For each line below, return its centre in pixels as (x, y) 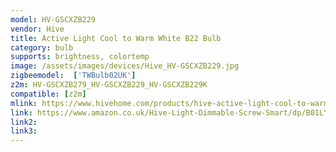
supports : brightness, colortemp (80, 57)
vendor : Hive (37, 29)
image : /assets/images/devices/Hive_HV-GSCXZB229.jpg (125, 66)
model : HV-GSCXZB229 (53, 19)
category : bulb (42, 47)
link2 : (24, 122)
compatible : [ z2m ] (48, 94)
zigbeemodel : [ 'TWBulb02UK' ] (73, 76)
